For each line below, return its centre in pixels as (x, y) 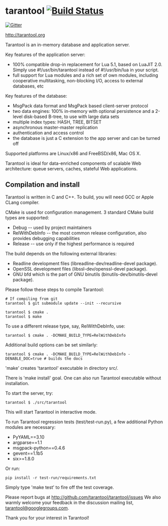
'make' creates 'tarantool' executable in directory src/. (62, 368)
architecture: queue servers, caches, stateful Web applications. (72, 168)
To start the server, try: (29, 393)
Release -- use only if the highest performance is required (73, 244)
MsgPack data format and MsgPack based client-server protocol (80, 106)
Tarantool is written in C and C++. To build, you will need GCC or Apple (79, 197)
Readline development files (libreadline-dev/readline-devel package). (85, 263)
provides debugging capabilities (46, 238)
